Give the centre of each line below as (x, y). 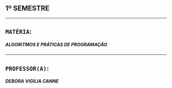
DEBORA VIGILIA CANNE (32, 81)
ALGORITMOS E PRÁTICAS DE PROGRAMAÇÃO (56, 44)
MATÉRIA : (19, 32)
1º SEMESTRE (27, 8)
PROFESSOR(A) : (27, 68)
